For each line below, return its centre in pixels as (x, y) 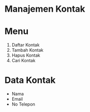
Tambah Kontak (27, 50)
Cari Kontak (23, 61)
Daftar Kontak (25, 45)
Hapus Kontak (26, 55)
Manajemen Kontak (45, 9)
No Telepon (23, 104)
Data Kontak (30, 80)
